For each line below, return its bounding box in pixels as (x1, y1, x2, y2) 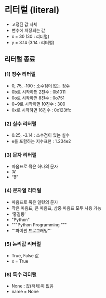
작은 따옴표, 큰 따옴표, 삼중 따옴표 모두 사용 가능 (11, 205, 102, 211)
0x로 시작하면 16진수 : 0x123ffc (11, 107, 72, 113)
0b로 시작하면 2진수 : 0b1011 (11, 89, 66, 94)
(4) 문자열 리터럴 (4, 187, 41, 194)
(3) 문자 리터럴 (4, 151, 37, 158)
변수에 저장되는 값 (11, 27, 45, 33)
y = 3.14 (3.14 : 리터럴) (11, 39, 55, 45)
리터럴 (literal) (4, 4, 60, 16)
